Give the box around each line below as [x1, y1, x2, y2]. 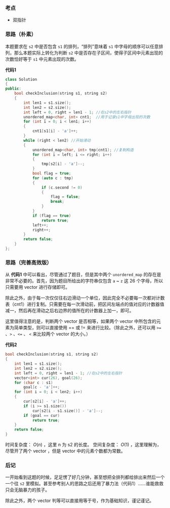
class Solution [5, 77, 37, 82]
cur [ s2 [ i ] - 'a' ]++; [23, 399, 67, 404]
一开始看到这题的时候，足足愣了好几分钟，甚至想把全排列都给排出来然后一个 [5, 474, 165, 480]
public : [5, 86, 22, 92]
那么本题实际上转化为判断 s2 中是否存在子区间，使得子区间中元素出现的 [14, 50, 163, 56]
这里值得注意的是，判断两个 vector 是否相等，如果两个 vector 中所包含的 [5, 318, 157, 324]
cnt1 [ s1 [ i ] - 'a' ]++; [32, 129, 78, 134]
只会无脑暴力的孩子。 [5, 487, 50, 493]
